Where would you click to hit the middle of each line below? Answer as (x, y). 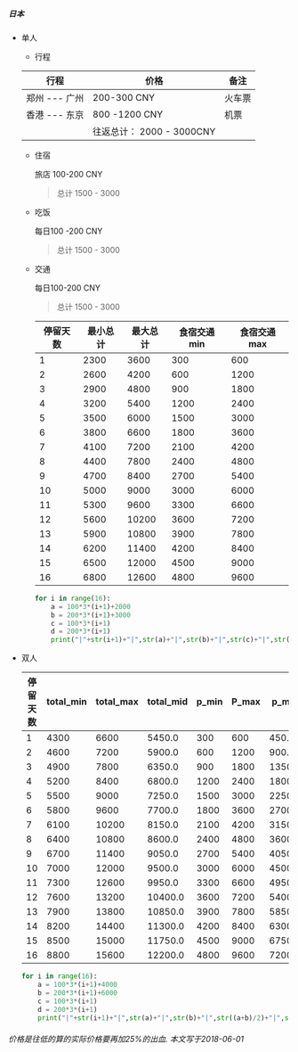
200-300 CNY (124, 97)
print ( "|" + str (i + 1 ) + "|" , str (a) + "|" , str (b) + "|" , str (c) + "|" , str (169, 640)
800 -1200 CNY (128, 114)
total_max (117, 702)
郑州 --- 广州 (55, 98)
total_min (67, 702)
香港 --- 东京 (55, 114)
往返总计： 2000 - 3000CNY (154, 131)
